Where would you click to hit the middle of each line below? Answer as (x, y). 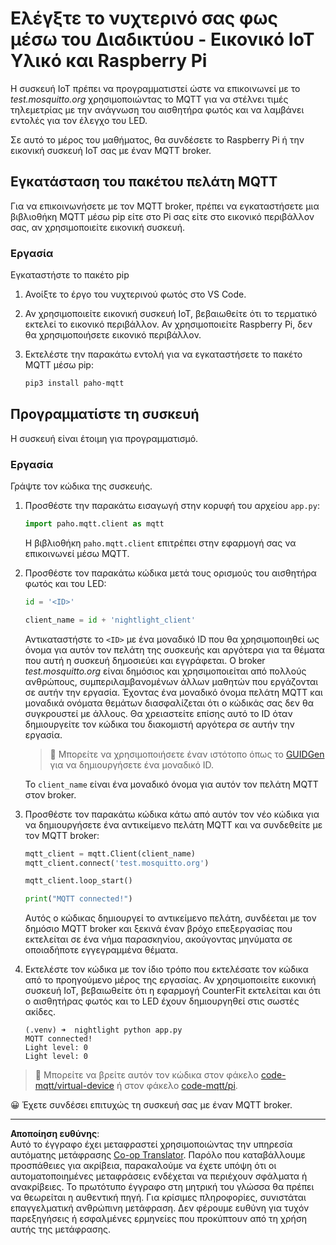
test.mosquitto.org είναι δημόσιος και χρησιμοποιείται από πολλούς (165, 671)
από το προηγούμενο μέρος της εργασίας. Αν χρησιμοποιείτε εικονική (170, 980)
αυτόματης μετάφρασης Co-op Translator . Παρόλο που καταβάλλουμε (158, 1155)
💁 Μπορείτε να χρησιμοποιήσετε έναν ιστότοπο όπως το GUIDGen (187, 754)
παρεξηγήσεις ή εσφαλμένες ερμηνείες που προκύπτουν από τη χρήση (159, 1219)
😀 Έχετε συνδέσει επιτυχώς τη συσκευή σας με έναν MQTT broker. (151, 1105)
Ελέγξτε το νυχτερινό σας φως (144, 18)
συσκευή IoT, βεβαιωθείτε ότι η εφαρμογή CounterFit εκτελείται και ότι (172, 991)
